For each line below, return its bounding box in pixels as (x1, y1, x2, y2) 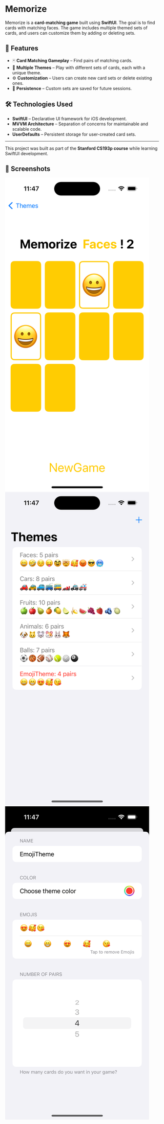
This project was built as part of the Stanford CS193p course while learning (5, 145, 158, 151)
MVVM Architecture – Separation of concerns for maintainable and (12, 121, 148, 127)
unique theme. (12, 70, 41, 75)
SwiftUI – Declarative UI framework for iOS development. (12, 116, 127, 121)
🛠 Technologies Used (5, 100, 73, 109)
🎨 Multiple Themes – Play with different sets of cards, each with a (12, 65, 145, 70)
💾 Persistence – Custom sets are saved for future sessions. (12, 85, 132, 91)
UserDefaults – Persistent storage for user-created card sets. (12, 131, 137, 137)
